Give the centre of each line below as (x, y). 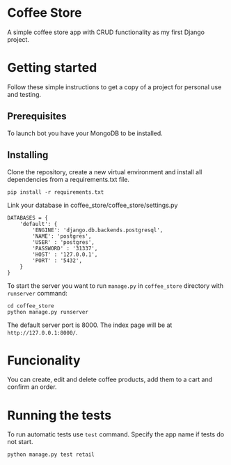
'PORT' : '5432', (57, 260)
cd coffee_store (31, 306)
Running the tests (59, 415)
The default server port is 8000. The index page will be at (90, 325)
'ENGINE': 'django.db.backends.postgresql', (98, 230)
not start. (20, 442)
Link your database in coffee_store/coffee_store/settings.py (93, 205)
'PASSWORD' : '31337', (65, 248)
